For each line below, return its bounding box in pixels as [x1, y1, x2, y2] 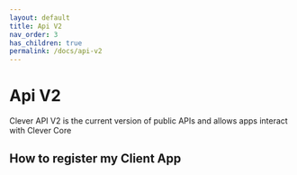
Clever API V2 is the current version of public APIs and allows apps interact [9, 115, 288, 126]
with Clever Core [9, 125, 72, 136]
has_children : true [9, 38, 83, 48]
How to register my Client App [9, 151, 182, 167]
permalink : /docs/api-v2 [9, 47, 103, 56]
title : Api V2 [9, 22, 63, 31]
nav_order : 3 [9, 30, 58, 39]
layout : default [9, 13, 70, 23]
